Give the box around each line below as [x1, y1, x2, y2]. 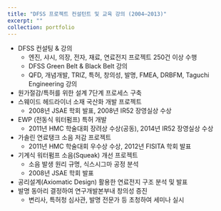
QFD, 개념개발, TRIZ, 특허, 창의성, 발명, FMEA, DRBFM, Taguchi [28, 71, 210, 79]
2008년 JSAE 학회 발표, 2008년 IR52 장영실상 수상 [28, 106, 173, 115]
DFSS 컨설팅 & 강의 [17, 44, 73, 53]
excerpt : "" [7, 17, 43, 24]
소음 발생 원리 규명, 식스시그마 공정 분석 [28, 160, 139, 168]
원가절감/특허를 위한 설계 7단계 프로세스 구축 [17, 88, 143, 97]
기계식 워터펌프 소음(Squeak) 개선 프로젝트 [17, 151, 138, 160]
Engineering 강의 [28, 80, 78, 88]
